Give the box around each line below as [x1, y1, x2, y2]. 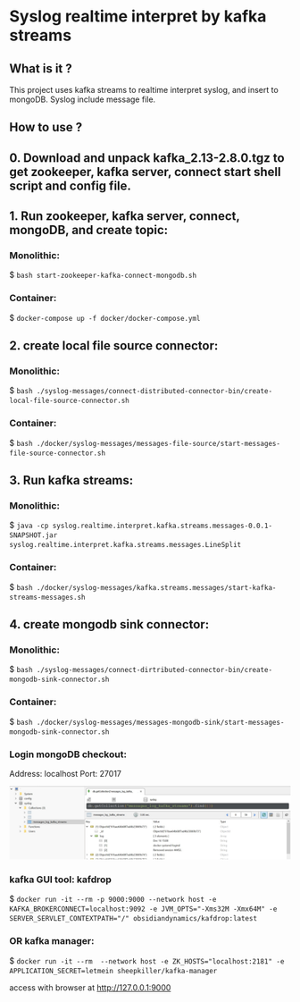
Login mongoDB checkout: [9, 748, 128, 761]
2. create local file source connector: [9, 338, 219, 354]
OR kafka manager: [9, 935, 95, 947]
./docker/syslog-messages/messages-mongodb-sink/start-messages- [36, 718, 285, 727]
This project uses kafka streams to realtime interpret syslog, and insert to [9, 85, 279, 95]
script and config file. [9, 178, 132, 193]
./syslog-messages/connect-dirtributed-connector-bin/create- [36, 666, 273, 675]
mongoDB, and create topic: [9, 223, 169, 238]
